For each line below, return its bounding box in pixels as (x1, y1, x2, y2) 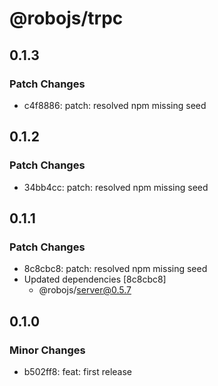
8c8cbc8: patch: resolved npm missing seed (23, 263, 208, 275)
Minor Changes (9, 343, 86, 357)
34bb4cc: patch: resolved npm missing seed (23, 181, 209, 193)
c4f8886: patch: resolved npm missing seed (23, 99, 207, 111)
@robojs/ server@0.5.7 (38, 284, 132, 296)
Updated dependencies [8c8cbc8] (23, 273, 167, 286)
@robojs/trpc (9, 7, 124, 30)
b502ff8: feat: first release (23, 365, 133, 377)
